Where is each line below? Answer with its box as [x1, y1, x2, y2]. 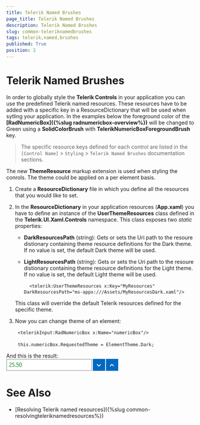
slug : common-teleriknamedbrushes [6, 29, 93, 35]
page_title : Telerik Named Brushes [6, 16, 95, 22]
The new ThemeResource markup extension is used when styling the [6, 167, 178, 174]
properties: [14, 222, 42, 229]
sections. [20, 156, 44, 163]
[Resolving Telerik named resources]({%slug [14, 406, 125, 413]
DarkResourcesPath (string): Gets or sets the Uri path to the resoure [23, 233, 193, 241]
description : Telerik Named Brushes [6, 22, 97, 28]
